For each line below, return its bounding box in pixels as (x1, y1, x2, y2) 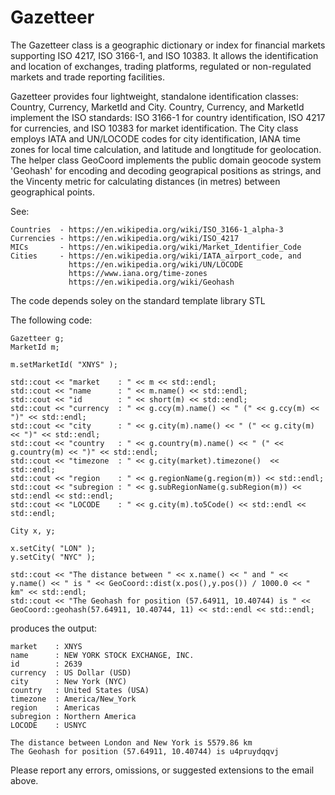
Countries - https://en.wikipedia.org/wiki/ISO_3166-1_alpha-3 (10, 224, 284, 235)
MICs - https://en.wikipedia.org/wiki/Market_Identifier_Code (10, 242, 302, 252)
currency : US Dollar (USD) (10, 667, 132, 678)
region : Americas (10, 702, 101, 713)
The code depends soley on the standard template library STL (10, 294, 266, 306)
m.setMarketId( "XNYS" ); (10, 359, 118, 370)
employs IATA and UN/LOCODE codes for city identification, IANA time (10, 132, 302, 145)
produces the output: (10, 622, 98, 634)
